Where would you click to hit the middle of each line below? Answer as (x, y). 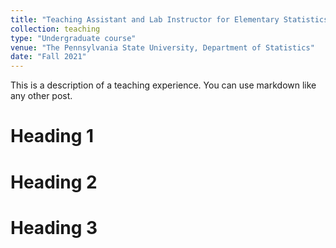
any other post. (41, 96)
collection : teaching (55, 29)
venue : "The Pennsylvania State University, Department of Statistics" (162, 47)
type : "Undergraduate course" (73, 38)
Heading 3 (54, 227)
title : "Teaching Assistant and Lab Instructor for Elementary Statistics (169, 19)
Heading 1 (52, 136)
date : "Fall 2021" (48, 57)
